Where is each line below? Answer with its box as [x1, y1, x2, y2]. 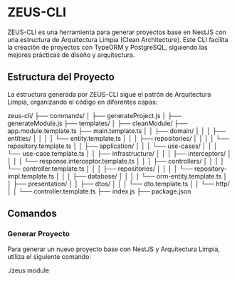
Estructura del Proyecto [7, 71, 115, 83]
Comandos [7, 208, 57, 220]
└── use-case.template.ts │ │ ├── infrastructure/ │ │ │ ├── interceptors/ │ [7, 149, 232, 157]
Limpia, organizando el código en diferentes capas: [7, 97, 158, 106]
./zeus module [7, 266, 50, 275]
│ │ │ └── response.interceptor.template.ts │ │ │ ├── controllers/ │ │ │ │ [7, 157, 225, 165]
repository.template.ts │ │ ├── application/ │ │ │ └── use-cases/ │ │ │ [7, 142, 218, 150]
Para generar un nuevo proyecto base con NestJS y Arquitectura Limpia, [7, 245, 221, 253]
